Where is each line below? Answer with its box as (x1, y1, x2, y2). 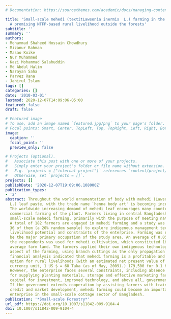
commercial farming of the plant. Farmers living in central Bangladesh (10, 211, 167, 216)
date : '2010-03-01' (5, 93, 47, 98)
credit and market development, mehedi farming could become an (10, 287, 149, 292)
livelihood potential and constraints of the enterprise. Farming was (10, 230, 163, 235)
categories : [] (5, 88, 38, 93)
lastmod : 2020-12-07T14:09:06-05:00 (5, 98, 83, 103)
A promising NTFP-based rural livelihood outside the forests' (10, 21, 147, 27)
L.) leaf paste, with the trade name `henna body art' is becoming (10, 201, 156, 207)
